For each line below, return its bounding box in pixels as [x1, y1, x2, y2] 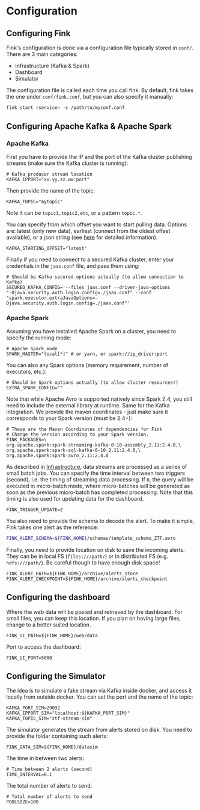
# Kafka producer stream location [6, 171, 93, 177]
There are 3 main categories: [6, 51, 78, 58]
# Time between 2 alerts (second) [6, 766, 93, 773]
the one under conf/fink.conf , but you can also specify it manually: [6, 93, 174, 100]
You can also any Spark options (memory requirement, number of [6, 361, 169, 368]
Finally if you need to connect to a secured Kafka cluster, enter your [6, 256, 174, 263]
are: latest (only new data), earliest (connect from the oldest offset [6, 227, 171, 234]
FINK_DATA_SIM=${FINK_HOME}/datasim [6, 744, 98, 750]
